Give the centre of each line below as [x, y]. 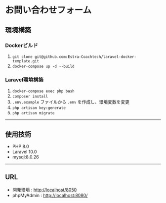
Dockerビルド [22, 45]
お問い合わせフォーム [48, 10]
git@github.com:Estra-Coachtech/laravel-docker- [85, 57]
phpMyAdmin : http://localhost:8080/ [50, 195]
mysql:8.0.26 [25, 157]
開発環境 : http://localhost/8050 [44, 190]
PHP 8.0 [21, 146]
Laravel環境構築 [24, 80]
